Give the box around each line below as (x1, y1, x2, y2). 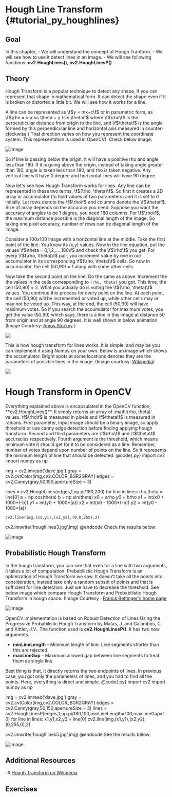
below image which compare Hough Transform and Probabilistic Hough (5, 589, 157, 596)
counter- (145, 125, 164, 132)
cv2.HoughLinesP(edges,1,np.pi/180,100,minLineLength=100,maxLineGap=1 (5, 710, 165, 716)
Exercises (5, 785, 37, 793)
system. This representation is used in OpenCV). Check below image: (5, 136, 152, 142)
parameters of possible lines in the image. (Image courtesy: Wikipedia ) (5, 358, 155, 364)
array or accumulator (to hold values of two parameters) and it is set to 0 (5, 193, 159, 199)
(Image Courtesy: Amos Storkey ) (5, 322, 76, 328)
